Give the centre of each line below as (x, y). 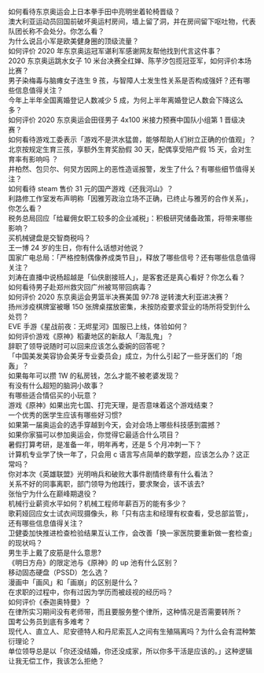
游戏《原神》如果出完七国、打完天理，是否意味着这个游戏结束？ (111, 405)
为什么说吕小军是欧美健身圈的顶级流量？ (73, 41)
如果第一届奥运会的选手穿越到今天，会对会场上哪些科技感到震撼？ (115, 425)
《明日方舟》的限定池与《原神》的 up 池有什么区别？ (93, 562)
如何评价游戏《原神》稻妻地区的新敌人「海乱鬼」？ (91, 336)
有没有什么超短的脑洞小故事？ (56, 385)
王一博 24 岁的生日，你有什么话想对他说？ (77, 248)
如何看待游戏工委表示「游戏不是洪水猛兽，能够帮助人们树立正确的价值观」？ (132, 139)
